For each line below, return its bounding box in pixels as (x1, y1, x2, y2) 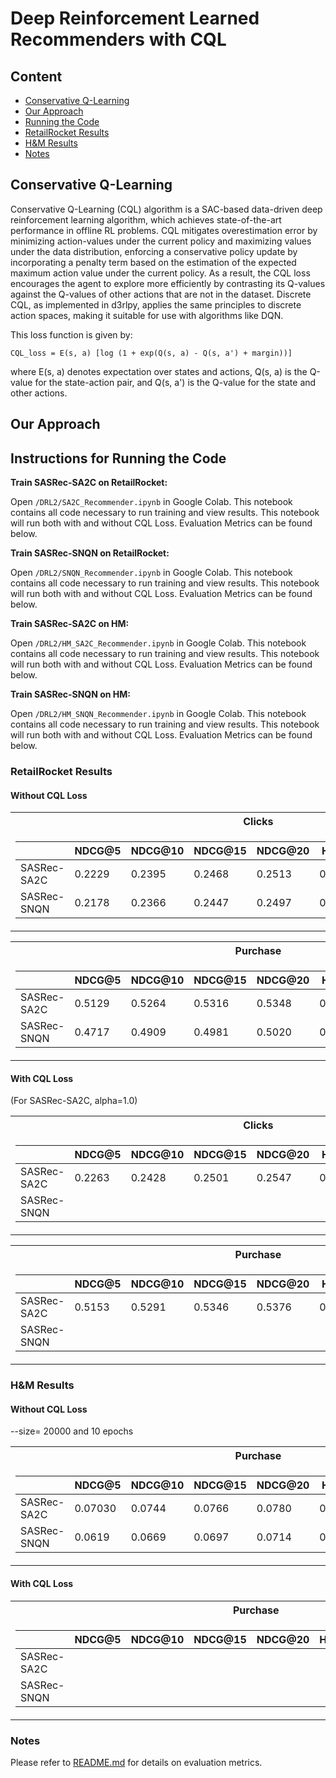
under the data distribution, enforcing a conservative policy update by (10, 245, 298, 257)
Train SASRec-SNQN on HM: (10, 688, 132, 701)
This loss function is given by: (10, 328, 133, 341)
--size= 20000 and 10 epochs (10, 1425, 134, 1437)
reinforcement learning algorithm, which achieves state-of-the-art (10, 213, 282, 226)
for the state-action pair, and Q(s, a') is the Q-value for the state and (34, 376, 317, 388)
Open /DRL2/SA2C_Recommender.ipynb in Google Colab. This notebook (10, 496, 293, 508)
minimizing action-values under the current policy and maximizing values (10, 235, 312, 247)
